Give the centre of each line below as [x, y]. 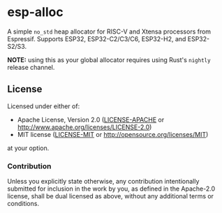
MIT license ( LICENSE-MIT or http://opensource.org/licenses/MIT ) [113, 134]
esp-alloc [36, 12]
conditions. [23, 204]
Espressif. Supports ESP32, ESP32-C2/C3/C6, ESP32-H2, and [97, 38]
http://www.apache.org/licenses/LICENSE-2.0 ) [84, 127]
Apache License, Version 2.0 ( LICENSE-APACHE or [91, 119]
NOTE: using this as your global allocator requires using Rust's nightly [109, 59]
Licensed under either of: [44, 106]
